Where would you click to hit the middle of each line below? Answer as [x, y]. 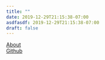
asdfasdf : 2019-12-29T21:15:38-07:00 [53, 22]
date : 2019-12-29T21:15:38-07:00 [47, 17]
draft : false [22, 28]
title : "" [18, 11]
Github [14, 51]
